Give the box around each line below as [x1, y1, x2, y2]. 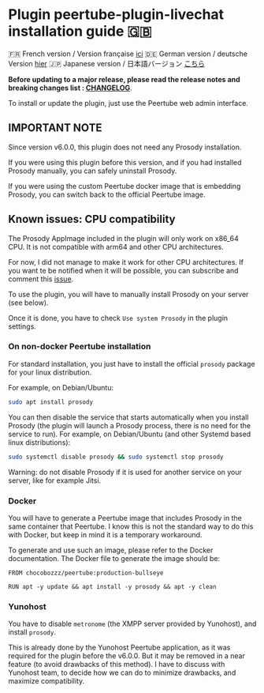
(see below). [8, 298, 49, 307]
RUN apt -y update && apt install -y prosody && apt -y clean [8, 582, 217, 590]
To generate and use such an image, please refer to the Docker [8, 545, 214, 555]
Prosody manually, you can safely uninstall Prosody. [8, 166, 177, 175]
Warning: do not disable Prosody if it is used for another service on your [8, 467, 243, 476]
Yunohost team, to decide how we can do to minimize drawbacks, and [8, 668, 236, 677]
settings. [8, 322, 37, 331]
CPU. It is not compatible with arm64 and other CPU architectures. [8, 242, 225, 251]
